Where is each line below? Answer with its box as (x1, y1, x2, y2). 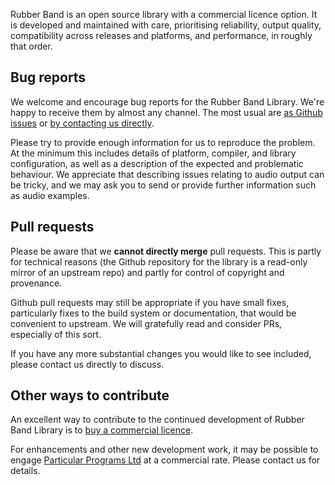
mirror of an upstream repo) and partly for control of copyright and (10, 266, 285, 278)
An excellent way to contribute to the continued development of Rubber (10, 414, 305, 426)
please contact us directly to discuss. (10, 358, 165, 370)
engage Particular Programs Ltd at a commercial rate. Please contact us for (10, 454, 321, 466)
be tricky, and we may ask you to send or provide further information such (10, 179, 317, 191)
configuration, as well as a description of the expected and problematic (10, 157, 304, 169)
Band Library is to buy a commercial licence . (10, 424, 194, 436)
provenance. (10, 277, 63, 289)
